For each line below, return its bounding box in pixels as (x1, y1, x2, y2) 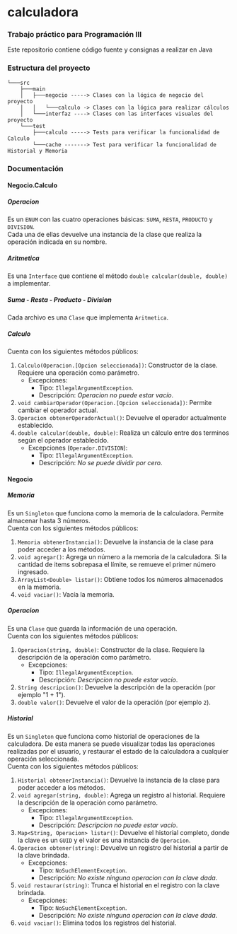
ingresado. (17, 567, 50, 576)
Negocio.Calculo (7, 181, 58, 189)
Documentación (7, 163, 64, 173)
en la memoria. (17, 583, 62, 591)
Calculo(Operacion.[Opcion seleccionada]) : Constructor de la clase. (17, 361, 218, 370)
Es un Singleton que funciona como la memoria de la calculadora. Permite (7, 508, 224, 517)
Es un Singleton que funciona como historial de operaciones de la (7, 732, 200, 740)
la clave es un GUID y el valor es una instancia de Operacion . (17, 836, 191, 844)
